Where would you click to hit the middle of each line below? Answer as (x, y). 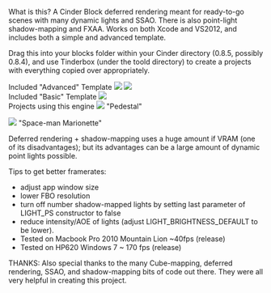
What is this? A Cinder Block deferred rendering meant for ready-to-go (126, 12)
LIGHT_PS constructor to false (70, 213)
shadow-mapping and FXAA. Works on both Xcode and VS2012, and (123, 29)
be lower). (37, 230)
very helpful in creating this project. (68, 280)
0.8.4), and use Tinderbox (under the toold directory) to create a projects (130, 62)
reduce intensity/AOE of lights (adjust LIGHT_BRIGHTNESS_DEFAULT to (139, 221)
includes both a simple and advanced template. (87, 37)
